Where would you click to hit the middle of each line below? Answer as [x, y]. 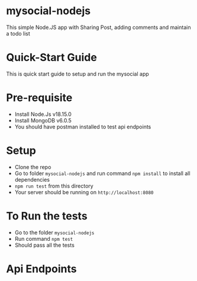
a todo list [18, 33]
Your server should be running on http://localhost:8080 [84, 192]
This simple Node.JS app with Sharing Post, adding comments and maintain [98, 27]
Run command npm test [44, 238]
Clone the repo [33, 167]
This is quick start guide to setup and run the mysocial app [77, 74]
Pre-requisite [39, 98]
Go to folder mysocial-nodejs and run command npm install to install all [102, 173]
